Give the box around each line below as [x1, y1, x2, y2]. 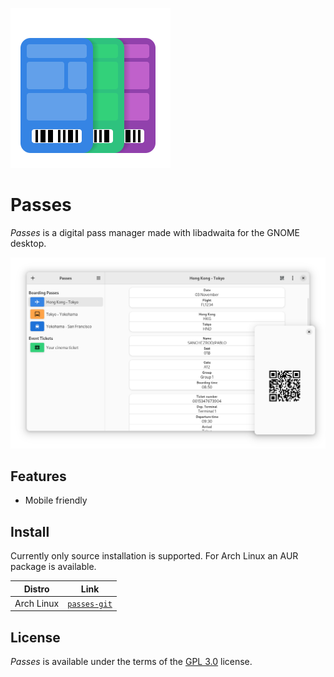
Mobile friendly [24, 494, 88, 507]
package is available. [10, 561, 97, 573]
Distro [23, 583, 50, 595]
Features [10, 468, 67, 485]
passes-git [67, 599, 113, 609]
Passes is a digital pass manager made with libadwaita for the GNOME [10, 226, 301, 238]
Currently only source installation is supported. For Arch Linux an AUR [10, 550, 299, 562]
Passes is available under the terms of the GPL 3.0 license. [10, 656, 253, 668]
